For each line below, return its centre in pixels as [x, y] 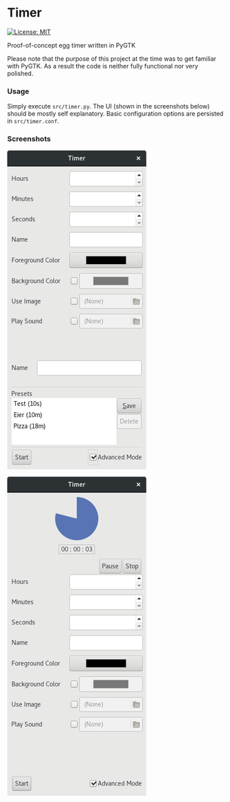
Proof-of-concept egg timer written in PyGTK [71, 45]
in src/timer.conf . [33, 121]
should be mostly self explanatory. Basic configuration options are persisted [115, 114]
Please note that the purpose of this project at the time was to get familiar [112, 58]
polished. [20, 73]
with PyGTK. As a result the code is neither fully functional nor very [103, 66]
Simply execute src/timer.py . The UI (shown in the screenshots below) [108, 106]
